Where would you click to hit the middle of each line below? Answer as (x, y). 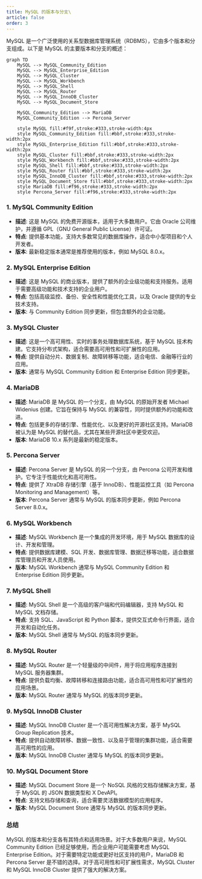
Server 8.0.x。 (33, 507)
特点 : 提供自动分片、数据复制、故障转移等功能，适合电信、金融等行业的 (104, 356)
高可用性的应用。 (36, 748)
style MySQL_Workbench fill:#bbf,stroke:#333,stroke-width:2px (98, 161)
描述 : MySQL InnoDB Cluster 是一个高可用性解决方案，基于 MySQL (98, 725)
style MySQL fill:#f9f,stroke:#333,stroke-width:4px (85, 129)
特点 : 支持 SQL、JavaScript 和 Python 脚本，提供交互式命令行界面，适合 (105, 620)
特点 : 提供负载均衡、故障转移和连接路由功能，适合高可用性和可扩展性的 (104, 680)
